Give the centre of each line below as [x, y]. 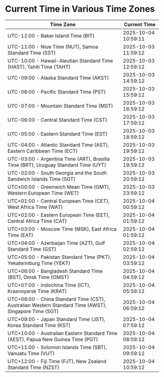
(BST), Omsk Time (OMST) [38, 277]
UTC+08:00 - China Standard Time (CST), [56, 299]
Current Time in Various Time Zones [80, 9]
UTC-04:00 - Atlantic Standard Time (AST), [58, 145]
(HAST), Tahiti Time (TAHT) [39, 67]
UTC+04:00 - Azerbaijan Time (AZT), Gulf [56, 243]
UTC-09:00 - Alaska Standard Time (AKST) [58, 78]
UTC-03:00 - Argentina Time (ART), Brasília [59, 159]
